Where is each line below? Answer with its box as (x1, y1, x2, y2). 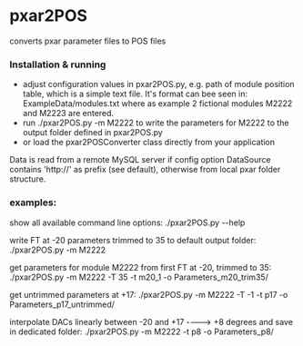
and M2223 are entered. (22, 108, 115, 119)
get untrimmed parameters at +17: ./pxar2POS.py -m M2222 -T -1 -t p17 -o (9, 289, 288, 300)
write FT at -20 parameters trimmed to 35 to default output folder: (9, 234, 257, 245)
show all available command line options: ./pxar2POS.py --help (9, 217, 246, 228)
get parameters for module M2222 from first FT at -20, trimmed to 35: (9, 262, 272, 272)
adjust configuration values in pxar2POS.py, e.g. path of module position (22, 79, 295, 90)
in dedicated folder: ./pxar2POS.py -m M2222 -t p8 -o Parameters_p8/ (9, 326, 275, 337)
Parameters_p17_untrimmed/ (9, 299, 116, 310)
